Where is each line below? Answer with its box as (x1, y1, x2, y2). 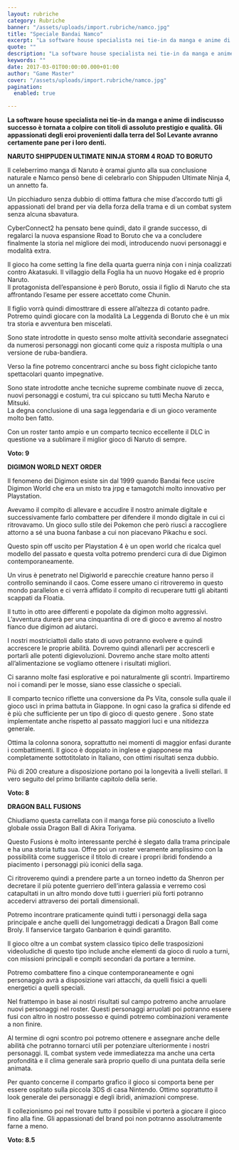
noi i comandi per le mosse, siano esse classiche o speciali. (7, 681, 182, 689)
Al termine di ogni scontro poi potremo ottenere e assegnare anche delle (7, 1034, 221, 1042)
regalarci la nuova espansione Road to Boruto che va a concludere (7, 231, 203, 240)
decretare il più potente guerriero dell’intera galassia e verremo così (7, 882, 206, 890)
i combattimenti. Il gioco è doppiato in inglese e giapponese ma (7, 746, 193, 755)
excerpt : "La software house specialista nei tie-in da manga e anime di (7, 37, 231, 44)
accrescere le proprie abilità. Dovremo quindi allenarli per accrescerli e (7, 644, 216, 652)
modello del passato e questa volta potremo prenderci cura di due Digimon (7, 550, 227, 558)
